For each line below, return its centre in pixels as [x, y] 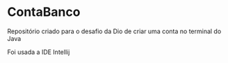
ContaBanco [44, 12]
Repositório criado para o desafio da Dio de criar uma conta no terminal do [114, 31]
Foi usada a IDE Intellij [39, 52]
